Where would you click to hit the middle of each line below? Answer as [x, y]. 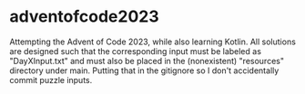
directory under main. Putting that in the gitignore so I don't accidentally [144, 70]
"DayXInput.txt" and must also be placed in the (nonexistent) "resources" [147, 61]
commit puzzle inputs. [51, 80]
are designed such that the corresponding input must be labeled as [136, 51]
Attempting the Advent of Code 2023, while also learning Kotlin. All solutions [152, 42]
